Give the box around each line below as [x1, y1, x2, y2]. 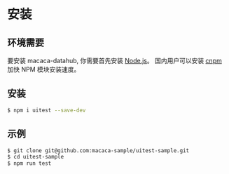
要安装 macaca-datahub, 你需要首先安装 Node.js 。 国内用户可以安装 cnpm [7, 57, 222, 65]
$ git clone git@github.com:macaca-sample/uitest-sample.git [7, 147, 190, 154]
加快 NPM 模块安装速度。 [7, 65, 81, 74]
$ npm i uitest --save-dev [7, 107, 86, 114]
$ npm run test [7, 160, 52, 167]
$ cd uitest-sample [7, 154, 64, 161]
